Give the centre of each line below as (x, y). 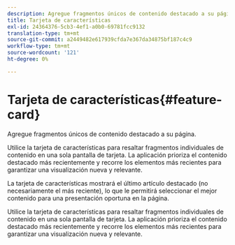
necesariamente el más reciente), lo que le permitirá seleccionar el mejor (112, 191)
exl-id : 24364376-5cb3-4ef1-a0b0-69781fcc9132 (76, 27)
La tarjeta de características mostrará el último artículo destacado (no (108, 183)
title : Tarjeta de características (59, 20)
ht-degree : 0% (28, 59)
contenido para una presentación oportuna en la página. (88, 198)
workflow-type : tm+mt (39, 46)
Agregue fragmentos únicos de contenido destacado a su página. (102, 134)
